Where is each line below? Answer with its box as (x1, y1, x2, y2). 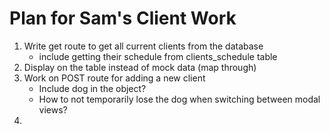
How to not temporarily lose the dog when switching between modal (38, 93, 321, 105)
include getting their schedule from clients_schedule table (38, 50, 278, 62)
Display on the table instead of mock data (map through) (23, 61, 257, 73)
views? (38, 103, 68, 116)
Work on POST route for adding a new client (23, 72, 206, 84)
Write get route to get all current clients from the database (23, 40, 264, 52)
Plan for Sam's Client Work (9, 7, 237, 30)
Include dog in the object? (38, 82, 147, 94)
